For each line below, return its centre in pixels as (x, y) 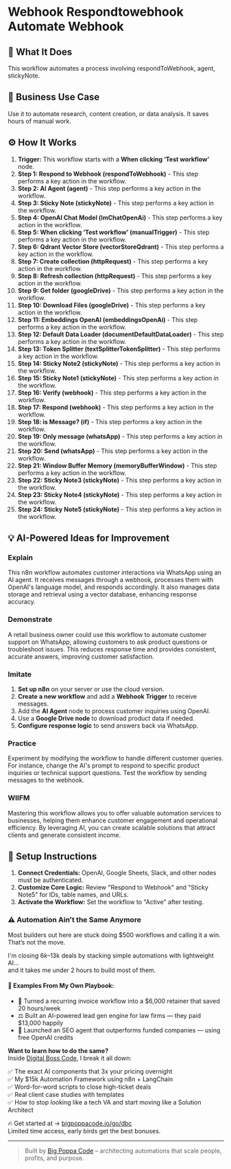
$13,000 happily (40, 1023)
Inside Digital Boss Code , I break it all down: (70, 1058)
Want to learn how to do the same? (58, 1050)
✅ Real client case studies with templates (66, 1094)
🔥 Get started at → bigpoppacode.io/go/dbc (70, 1123)
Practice (22, 743)
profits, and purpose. (54, 1158)
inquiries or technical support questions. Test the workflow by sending (107, 773)
